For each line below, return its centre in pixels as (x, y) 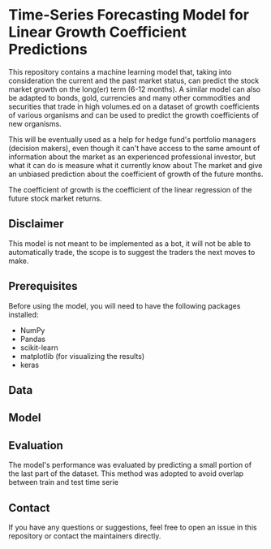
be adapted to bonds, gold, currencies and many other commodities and (129, 97)
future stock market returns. (56, 198)
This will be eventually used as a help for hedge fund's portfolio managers (132, 139)
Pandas (33, 339)
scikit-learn (39, 348)
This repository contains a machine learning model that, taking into (120, 71)
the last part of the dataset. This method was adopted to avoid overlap (126, 473)
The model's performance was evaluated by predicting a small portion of (130, 465)
